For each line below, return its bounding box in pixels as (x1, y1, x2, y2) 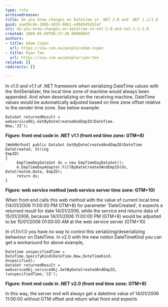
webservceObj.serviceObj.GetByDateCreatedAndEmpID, (5, 267, 117, 272)
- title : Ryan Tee (5, 50, 44, 55)
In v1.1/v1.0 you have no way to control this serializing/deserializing (5, 228, 145, 235)
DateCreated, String (5, 147, 49, 152)
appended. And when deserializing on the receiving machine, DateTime (5, 94, 155, 100)
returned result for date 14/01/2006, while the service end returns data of (5, 208, 159, 214)
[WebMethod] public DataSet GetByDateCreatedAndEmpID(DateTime (5, 143, 143, 148)
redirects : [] (5, 64, 36, 69)
